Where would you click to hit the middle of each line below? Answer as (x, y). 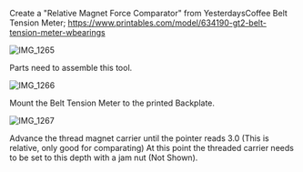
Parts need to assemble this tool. (71, 68)
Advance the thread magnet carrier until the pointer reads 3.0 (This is (140, 138)
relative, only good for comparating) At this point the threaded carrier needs (151, 148)
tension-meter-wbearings (58, 32)
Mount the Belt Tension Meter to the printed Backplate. (112, 103)
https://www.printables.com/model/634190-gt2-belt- (167, 23)
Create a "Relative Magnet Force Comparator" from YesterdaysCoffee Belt (149, 13)
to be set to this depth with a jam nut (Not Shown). (104, 157)
